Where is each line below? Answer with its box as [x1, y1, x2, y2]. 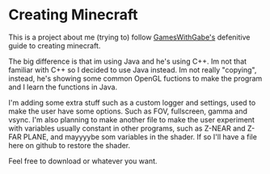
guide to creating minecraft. [8, 40, 101, 50]
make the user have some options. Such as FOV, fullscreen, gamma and [8, 106, 248, 116]
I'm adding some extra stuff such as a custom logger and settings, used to [8, 97, 256, 107]
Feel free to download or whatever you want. [8, 155, 158, 166]
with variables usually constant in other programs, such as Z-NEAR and [8, 123, 246, 133]
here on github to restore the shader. [8, 140, 131, 150]
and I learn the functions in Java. [8, 82, 118, 92]
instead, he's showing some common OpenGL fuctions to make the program [8, 73, 263, 83]
